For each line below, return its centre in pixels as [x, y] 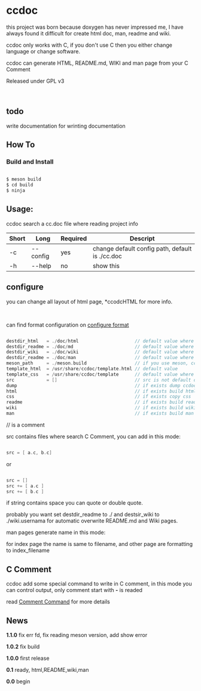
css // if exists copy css [99, 397]
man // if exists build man [100, 414]
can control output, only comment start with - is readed [74, 590]
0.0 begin [18, 681]
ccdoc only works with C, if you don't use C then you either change [89, 45]
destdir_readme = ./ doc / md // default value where [100, 346]
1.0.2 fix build [23, 647]
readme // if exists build [95, 402]
